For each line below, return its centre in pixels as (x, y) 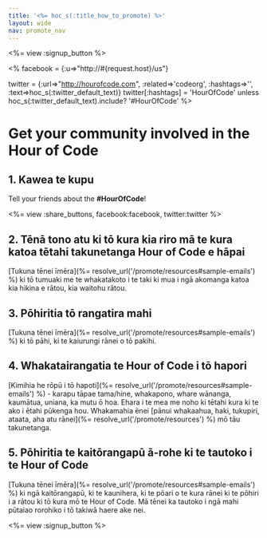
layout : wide (30, 23)
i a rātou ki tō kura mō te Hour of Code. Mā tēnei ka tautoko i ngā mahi (124, 501)
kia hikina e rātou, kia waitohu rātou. (68, 288)
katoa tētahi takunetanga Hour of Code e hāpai (127, 252)
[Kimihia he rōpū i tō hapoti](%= (61, 385)
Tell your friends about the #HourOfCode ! (77, 199)
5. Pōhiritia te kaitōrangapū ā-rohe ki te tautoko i (130, 453)
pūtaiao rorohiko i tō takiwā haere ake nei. (77, 510)
